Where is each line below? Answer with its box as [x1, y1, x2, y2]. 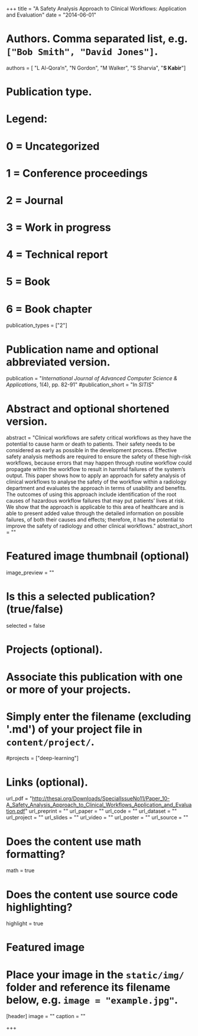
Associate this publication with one [6, 670, 183, 684]
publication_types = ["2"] [6, 322, 67, 329]
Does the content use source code [6, 888, 178, 901]
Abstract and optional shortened [6, 402, 170, 415]
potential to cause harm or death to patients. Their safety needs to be [6, 440, 176, 447]
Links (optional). [6, 776, 89, 789]
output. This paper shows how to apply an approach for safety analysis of [6, 472, 186, 479]
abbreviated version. [6, 355, 111, 368]
